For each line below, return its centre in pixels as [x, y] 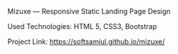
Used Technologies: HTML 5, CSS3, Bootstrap [82, 26]
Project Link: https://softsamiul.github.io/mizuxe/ [86, 41]
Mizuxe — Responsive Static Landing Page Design [89, 11]
